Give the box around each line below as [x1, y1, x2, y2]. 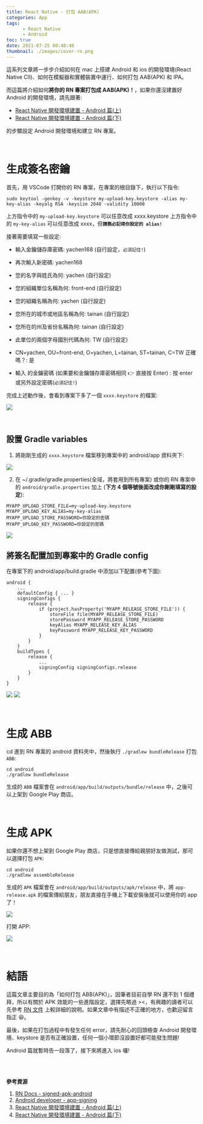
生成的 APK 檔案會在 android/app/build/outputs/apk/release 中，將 [6, 883, 175, 891]
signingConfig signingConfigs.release [38, 664, 137, 671]
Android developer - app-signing [15, 1097, 98, 1104]
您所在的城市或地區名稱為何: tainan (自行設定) [15, 310, 130, 317]
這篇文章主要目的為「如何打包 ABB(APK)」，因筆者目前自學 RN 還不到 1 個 [6, 991, 190, 998]
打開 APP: [6, 923, 31, 931]
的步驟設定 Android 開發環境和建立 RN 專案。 [6, 127, 119, 134]
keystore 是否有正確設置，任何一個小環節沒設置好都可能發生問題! [16, 1034, 180, 1042]
